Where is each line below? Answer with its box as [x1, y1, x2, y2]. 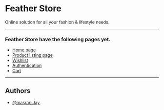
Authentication [12, 63, 42, 68]
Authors [5, 87, 31, 95]
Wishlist [12, 57, 28, 64]
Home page [12, 47, 36, 53]
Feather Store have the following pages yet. [5, 36, 111, 43]
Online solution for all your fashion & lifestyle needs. [5, 19, 110, 25]
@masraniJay [12, 100, 40, 106]
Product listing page [12, 52, 53, 58]
